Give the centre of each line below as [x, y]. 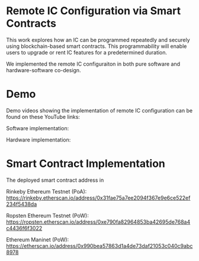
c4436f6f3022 [24, 228]
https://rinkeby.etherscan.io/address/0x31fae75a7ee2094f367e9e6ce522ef [98, 198]
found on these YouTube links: [43, 117]
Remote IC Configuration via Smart [94, 11]
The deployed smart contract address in [55, 180]
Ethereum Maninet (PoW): [38, 239]
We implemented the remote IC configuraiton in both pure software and [93, 64]
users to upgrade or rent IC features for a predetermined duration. [87, 52]
